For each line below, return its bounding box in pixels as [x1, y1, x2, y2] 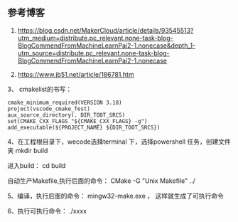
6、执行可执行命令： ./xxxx [7, 206, 87, 215]
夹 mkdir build [7, 146, 48, 154]
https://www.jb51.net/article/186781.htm [17, 70, 134, 78]
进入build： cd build [7, 161, 66, 169]
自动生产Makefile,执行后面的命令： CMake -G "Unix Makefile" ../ [7, 176, 195, 185]
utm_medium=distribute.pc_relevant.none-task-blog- [17, 33, 173, 42]
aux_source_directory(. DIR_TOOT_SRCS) [7, 111, 126, 119]
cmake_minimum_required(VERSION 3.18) [7, 99, 122, 106]
